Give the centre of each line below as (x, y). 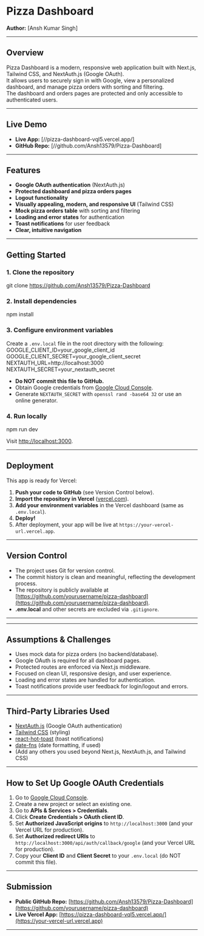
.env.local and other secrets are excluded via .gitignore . (87, 609)
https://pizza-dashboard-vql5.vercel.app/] (114, 914)
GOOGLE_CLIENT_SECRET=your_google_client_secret (73, 356)
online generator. (36, 400)
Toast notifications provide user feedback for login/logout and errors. (102, 686)
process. (26, 583)
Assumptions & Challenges (59, 639)
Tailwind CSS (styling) (43, 733)
